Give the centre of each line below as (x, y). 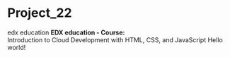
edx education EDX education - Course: (66, 32)
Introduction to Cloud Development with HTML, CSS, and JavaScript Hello (115, 39)
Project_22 (40, 13)
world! (17, 47)
